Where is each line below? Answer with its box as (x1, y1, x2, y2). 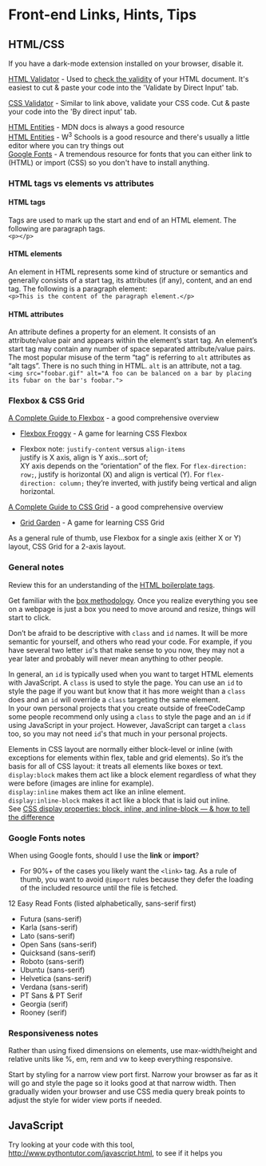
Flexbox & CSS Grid (8, 395, 85, 406)
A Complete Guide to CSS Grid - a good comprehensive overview (8, 502, 224, 512)
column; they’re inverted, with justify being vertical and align (59, 478, 257, 488)
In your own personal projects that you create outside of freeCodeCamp (8, 703, 245, 713)
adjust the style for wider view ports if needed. (8, 1096, 162, 1105)
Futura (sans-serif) (19, 915, 82, 924)
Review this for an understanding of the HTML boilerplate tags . (8, 580, 216, 589)
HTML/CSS (8, 38, 66, 51)
